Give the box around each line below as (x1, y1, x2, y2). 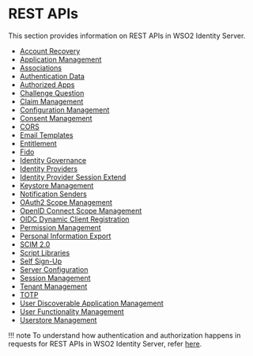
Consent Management (19, 113, 93, 123)
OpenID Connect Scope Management (19, 206, 142, 215)
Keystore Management (19, 180, 94, 190)
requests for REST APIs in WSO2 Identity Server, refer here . (8, 339, 202, 348)
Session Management (19, 273, 91, 282)
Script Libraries (19, 248, 70, 257)
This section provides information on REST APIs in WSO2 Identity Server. (8, 31, 246, 40)
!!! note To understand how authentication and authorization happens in (8, 330, 241, 340)
